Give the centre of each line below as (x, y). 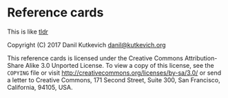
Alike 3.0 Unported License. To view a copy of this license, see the (120, 65)
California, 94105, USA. (40, 87)
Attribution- (201, 58)
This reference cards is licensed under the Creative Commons (95, 58)
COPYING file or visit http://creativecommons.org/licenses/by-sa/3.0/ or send (114, 73)
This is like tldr (28, 32)
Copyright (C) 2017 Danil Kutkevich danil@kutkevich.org (87, 45)
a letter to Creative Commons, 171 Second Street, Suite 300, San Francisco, (114, 79)
